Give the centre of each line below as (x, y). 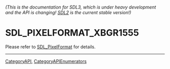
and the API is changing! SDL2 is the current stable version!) (68, 12)
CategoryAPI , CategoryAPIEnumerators (46, 61)
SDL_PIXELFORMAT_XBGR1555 (72, 32)
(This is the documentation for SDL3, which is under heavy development (81, 7)
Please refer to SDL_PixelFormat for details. (51, 47)
